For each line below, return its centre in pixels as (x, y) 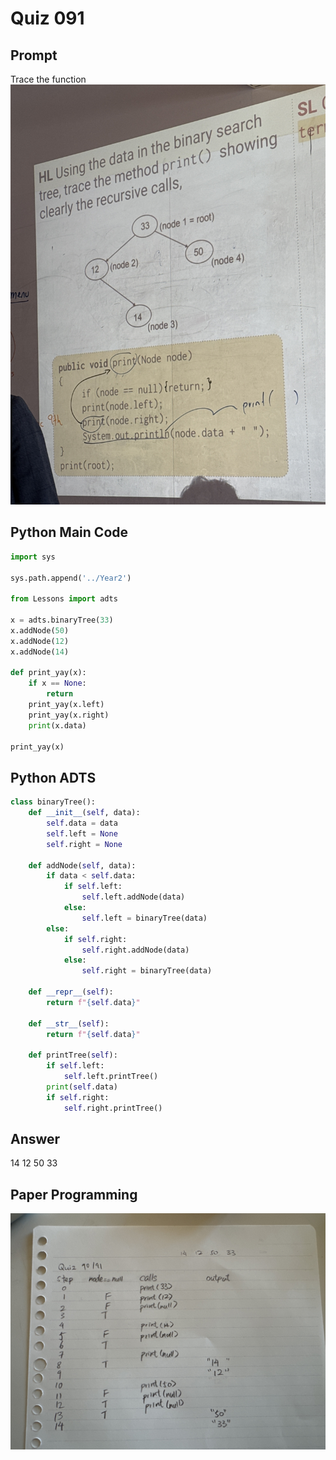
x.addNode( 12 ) (40, 641)
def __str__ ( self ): (69, 1023)
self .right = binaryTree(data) (147, 971)
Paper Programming (74, 1194)
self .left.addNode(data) (133, 897)
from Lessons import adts (64, 599)
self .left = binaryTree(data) (144, 918)
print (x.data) (57, 725)
